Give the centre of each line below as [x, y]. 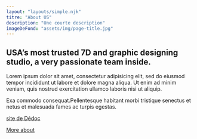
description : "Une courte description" [56, 23]
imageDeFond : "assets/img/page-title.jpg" [60, 28]
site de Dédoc [23, 118]
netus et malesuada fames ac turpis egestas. [61, 107]
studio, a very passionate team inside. [79, 62]
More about [20, 130]
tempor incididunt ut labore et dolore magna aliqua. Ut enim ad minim [91, 83]
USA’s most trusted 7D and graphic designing [92, 52]
